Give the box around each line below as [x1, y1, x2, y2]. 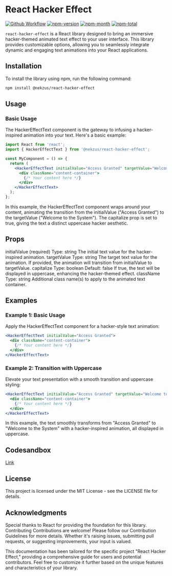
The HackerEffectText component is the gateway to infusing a [5, 127, 136, 133]
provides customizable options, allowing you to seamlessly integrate [5, 41, 149, 47]
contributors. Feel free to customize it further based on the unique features [5, 559, 164, 565]
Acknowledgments [5, 508, 68, 517]
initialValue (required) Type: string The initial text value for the [5, 248, 136, 255]
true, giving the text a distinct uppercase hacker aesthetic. [5, 220, 128, 226]
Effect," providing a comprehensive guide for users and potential [5, 553, 142, 560]
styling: [5, 382, 21, 388]
